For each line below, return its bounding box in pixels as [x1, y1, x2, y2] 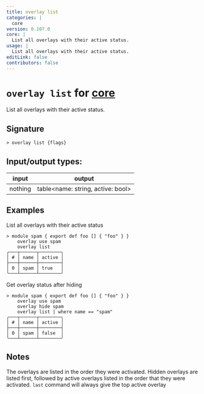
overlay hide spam [17, 303, 64, 309]
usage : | [6, 43, 29, 49]
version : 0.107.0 [6, 26, 51, 32]
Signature [6, 123, 44, 134]
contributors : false [6, 60, 59, 66]
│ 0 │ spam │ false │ [6, 330, 64, 336]
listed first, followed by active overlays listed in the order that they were [6, 375, 186, 382]
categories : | [6, 15, 43, 21]
